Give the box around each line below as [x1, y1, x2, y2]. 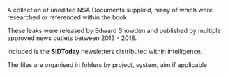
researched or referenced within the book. [7, 13, 129, 21]
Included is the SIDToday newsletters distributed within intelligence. [7, 48, 203, 55]
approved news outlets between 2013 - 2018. [7, 34, 137, 42]
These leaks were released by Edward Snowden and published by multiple [7, 27, 221, 35]
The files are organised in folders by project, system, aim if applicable [7, 61, 208, 68]
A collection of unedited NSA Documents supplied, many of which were [7, 6, 213, 14]
